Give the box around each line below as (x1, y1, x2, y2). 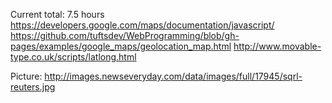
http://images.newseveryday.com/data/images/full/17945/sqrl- (44, 70, 303, 82)
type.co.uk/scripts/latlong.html (10, 51, 137, 63)
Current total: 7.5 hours (10, 9, 105, 20)
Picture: (10, 70, 43, 82)
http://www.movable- (233, 40, 322, 52)
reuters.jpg (10, 81, 56, 93)
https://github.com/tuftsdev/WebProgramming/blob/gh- (10, 30, 240, 41)
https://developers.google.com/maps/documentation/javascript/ (10, 19, 275, 31)
